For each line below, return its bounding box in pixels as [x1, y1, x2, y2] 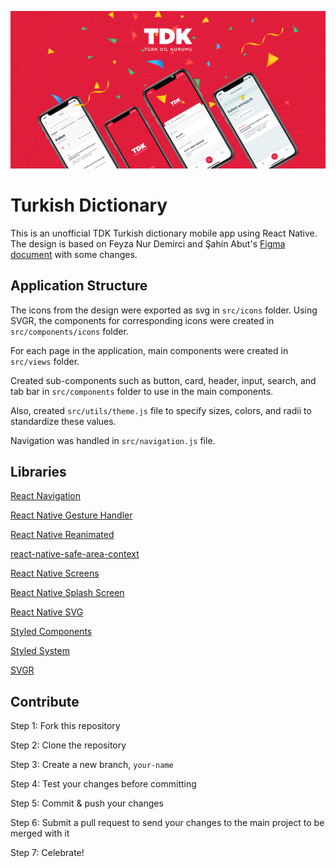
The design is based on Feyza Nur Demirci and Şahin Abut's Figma [10, 237, 286, 250]
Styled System [10, 645, 70, 657]
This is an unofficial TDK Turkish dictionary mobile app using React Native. [10, 227, 318, 239]
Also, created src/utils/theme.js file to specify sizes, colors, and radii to [10, 404, 312, 416]
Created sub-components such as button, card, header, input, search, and [10, 374, 317, 386]
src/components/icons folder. [10, 325, 129, 337]
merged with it [10, 827, 70, 840]
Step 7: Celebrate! [10, 847, 85, 859]
